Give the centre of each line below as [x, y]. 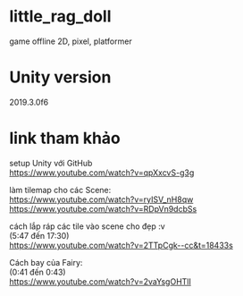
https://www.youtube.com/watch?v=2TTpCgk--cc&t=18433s [121, 245]
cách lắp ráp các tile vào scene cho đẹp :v [87, 226]
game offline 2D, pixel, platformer [71, 41]
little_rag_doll [60, 17]
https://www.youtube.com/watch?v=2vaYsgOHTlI [101, 281]
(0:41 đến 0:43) [38, 272]
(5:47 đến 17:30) [39, 235]
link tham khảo [65, 138]
